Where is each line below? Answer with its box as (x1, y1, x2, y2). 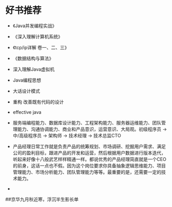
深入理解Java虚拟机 (12, 66, 55, 72)
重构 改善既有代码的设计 (12, 98, 64, 105)
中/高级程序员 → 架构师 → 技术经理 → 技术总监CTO (12, 132, 122, 138)
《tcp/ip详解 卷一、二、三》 (12, 44, 69, 50)
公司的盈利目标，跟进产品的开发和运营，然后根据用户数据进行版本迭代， (12, 150, 166, 156)
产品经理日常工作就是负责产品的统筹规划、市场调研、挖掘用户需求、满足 (12, 143, 166, 149)
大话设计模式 (12, 88, 40, 94)
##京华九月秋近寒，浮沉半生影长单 (5, 196, 79, 202)
